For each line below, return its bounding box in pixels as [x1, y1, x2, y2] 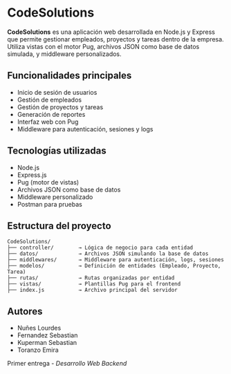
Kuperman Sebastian [17, 339, 77, 347]
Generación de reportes [17, 110, 86, 118]
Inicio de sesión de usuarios [17, 88, 98, 96]
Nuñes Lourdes [17, 324, 62, 333]
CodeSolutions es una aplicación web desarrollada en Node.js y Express [7, 28, 216, 36]
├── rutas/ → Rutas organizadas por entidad [7, 274, 175, 281]
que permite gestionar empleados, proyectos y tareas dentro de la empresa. [7, 35, 224, 43]
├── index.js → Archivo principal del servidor [7, 287, 178, 294]
